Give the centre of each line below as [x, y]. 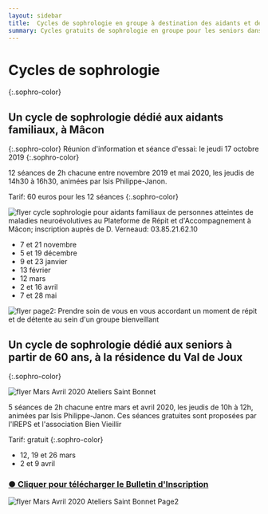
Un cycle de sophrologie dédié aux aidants [116, 117]
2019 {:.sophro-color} [44, 157]
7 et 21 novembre [48, 245]
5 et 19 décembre [48, 253]
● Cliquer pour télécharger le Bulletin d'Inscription [108, 484]
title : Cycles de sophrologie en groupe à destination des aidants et [130, 23]
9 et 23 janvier [43, 262]
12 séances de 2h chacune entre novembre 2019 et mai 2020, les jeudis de [131, 173]
